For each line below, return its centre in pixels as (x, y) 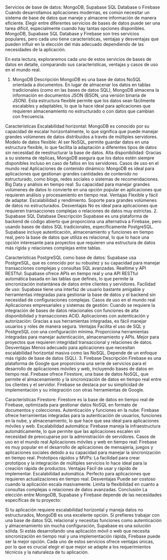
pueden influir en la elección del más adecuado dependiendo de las (75, 44)
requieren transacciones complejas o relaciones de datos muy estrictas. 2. (82, 211)
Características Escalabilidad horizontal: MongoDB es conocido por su (77, 126)
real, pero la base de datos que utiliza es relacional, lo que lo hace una (77, 237)
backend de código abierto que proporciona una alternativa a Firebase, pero (83, 221)
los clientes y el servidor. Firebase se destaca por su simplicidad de (75, 385)
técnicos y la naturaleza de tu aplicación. (47, 552)
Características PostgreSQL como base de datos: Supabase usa (71, 258)
